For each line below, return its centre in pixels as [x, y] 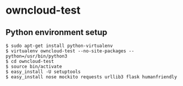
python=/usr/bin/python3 [36, 56]
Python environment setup [57, 32]
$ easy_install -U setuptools [43, 72]
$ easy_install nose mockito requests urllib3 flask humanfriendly [91, 77]
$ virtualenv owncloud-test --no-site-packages [66, 51]
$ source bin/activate [34, 66]
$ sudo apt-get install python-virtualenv [59, 46]
